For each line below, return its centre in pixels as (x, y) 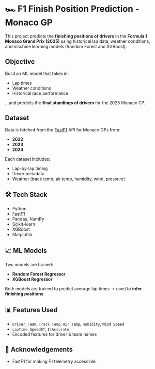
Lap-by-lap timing (30, 168)
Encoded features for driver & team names (54, 334)
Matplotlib (22, 235)
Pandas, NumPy (28, 219)
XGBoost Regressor (32, 279)
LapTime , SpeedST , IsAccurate (40, 329)
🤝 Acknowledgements (39, 350)
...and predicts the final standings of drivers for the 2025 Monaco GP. (75, 103)
